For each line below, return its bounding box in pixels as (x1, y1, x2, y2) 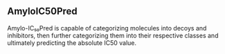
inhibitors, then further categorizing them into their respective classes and (7, 31, 219, 39)
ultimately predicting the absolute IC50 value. (7, 38, 137, 47)
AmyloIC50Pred (7, 6, 78, 17)
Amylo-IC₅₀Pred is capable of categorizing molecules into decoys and (7, 24, 207, 32)
